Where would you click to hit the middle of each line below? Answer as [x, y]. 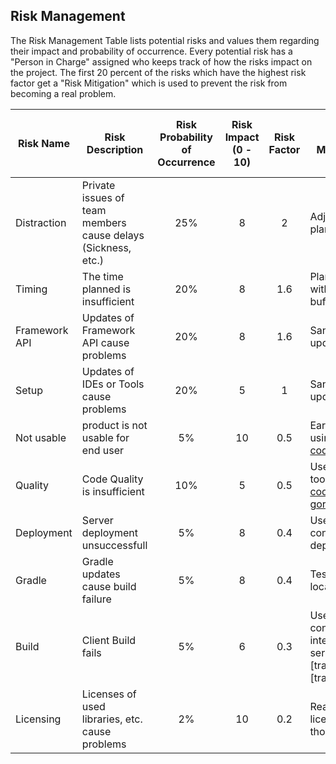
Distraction [41, 222]
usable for [105, 437]
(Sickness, [106, 247]
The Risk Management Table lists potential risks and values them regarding [165, 40]
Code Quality [112, 479]
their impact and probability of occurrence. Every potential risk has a [151, 51]
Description [115, 149]
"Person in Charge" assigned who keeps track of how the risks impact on [161, 61]
